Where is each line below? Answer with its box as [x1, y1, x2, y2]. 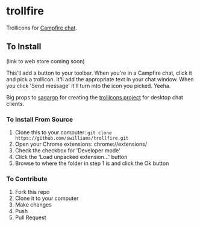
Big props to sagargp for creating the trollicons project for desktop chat [6, 93, 184, 101]
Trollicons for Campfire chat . [6, 24, 77, 31]
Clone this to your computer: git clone [14, 129, 112, 136]
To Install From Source [6, 115, 73, 123]
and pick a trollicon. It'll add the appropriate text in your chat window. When [6, 75, 194, 82]
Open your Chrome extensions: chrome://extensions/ [14, 140, 148, 148]
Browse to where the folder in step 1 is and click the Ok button [14, 160, 169, 167]
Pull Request [14, 214, 46, 221]
